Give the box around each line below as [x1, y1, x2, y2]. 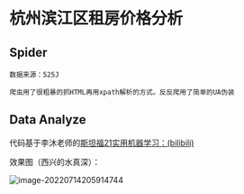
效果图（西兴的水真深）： [9, 156, 101, 167]
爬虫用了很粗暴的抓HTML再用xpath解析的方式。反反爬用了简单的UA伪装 [9, 88, 235, 97]
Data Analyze [9, 112, 86, 127]
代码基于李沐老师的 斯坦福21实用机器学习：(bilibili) [9, 137, 194, 148]
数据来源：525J [9, 70, 60, 79]
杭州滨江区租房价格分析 [9, 8, 184, 29]
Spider [9, 44, 48, 60]
